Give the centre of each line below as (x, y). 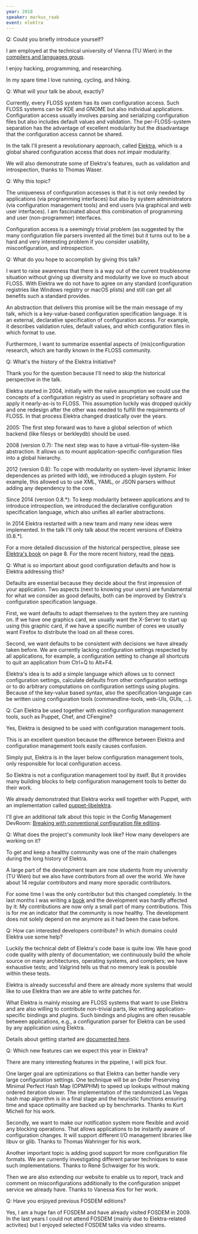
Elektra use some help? (35, 937)
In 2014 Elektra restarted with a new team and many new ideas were (89, 524)
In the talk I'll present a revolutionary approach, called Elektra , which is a (94, 146)
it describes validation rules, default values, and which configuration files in (98, 326)
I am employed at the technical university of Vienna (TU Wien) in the (89, 51)
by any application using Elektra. (46, 1028)
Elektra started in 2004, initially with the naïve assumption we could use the (98, 391)
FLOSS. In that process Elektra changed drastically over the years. (87, 416)
